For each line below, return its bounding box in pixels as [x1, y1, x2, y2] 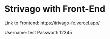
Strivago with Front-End [4, 3, 105, 15]
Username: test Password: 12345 [4, 29, 72, 35]
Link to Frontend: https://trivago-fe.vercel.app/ [4, 20, 100, 26]
